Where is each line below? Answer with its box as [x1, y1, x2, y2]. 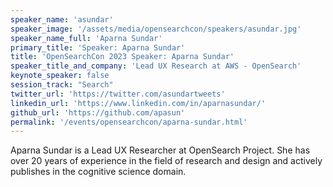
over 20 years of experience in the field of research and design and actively [10, 155, 323, 167]
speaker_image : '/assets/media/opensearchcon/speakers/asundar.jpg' [10, 24, 302, 34]
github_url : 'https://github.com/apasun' [10, 107, 186, 118]
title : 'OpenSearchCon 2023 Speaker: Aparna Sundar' [10, 52, 235, 62]
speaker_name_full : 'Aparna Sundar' [10, 33, 163, 43]
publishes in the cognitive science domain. [10, 166, 187, 178]
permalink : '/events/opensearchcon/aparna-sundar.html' [10, 117, 248, 127]
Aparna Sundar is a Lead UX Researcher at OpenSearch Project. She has [10, 144, 311, 156]
